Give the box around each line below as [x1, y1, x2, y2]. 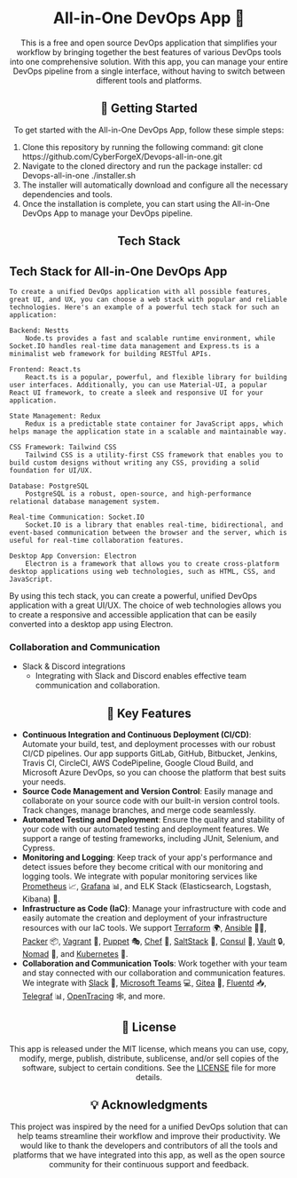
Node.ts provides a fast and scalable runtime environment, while [25, 333, 276, 343]
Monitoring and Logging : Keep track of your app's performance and [21, 852, 273, 863]
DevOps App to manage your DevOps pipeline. [21, 208, 193, 219]
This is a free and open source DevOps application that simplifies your [20, 37, 277, 48]
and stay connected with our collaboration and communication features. [21, 967, 285, 978]
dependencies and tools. [21, 188, 113, 199]
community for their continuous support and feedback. [48, 1158, 250, 1169]
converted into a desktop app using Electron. [9, 618, 174, 629]
